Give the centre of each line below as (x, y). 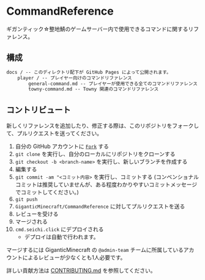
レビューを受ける (37, 214)
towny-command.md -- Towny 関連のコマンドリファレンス (94, 89)
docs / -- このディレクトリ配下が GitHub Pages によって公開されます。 (89, 72)
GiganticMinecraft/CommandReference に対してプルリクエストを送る (100, 207)
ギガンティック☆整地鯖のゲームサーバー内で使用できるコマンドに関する (97, 29)
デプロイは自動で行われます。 (61, 237)
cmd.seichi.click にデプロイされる (59, 229)
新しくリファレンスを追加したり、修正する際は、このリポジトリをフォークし (103, 126)
